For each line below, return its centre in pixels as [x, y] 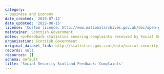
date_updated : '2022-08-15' [34, 23]
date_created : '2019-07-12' [34, 18]
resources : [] [20, 55]
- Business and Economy [29, 14]
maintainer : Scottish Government [39, 32]
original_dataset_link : [29, 46]
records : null [20, 50]
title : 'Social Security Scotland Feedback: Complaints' [64, 64]
